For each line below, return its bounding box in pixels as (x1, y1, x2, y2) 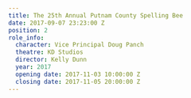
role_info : (8, 33, 45, 42)
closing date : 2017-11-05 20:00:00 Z (15, 77, 141, 85)
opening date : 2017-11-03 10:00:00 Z (15, 70, 141, 78)
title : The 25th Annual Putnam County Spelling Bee (8, 11, 183, 20)
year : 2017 (15, 63, 52, 71)
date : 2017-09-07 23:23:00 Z (8, 19, 105, 27)
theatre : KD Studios (15, 48, 84, 56)
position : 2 (8, 26, 48, 34)
